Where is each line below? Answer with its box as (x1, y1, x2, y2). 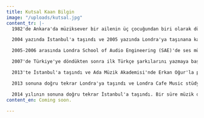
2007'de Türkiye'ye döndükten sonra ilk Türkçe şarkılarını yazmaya (12, 59, 189, 65)
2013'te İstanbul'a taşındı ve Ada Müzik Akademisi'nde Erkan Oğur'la (12, 70, 194, 76)
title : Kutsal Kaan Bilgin (6, 8, 75, 15)
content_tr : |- (6, 20, 45, 26)
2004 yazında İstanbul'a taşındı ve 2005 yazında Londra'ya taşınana (12, 37, 191, 43)
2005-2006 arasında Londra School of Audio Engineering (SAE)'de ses (12, 48, 191, 54)
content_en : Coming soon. (6, 97, 72, 103)
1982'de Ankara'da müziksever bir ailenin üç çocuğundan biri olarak (12, 25, 191, 32)
